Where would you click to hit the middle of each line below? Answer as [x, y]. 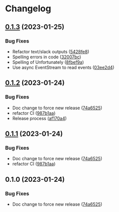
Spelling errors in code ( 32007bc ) [47, 57]
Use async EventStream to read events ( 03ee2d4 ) [63, 67]
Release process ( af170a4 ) [40, 118]
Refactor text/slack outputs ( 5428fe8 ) [51, 51]
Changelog [28, 9]
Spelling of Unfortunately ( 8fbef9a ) [48, 62]
